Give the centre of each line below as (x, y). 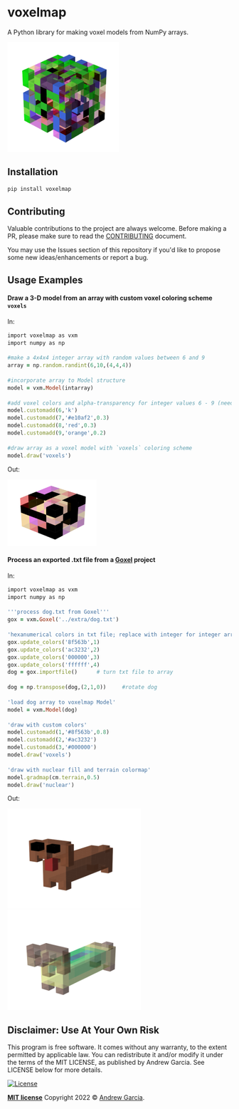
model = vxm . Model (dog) (43, 709)
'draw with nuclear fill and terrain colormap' (79, 770)
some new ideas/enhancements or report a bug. (78, 258)
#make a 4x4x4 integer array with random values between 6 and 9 (106, 358)
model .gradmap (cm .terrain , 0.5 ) (54, 777)
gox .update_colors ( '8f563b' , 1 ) (54, 642)
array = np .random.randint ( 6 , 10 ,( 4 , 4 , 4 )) (70, 365)
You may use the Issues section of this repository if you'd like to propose (114, 250)
